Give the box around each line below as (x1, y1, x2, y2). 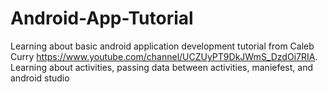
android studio (10, 72, 70, 84)
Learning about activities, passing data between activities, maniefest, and (10, 61, 314, 73)
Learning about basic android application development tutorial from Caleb (10, 40, 315, 52)
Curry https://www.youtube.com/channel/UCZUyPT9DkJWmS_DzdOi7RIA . (10, 50, 318, 62)
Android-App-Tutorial (10, 7, 194, 30)
